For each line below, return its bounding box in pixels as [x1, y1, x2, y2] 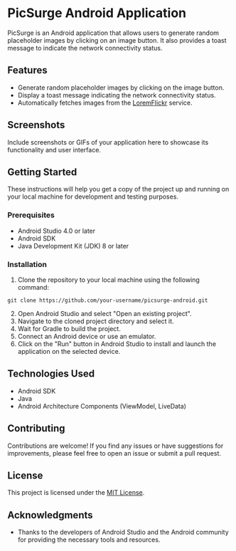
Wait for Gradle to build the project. [17, 324, 121, 332]
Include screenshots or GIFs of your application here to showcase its [7, 137, 209, 147]
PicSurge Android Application [7, 5, 187, 21]
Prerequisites [7, 210, 55, 220]
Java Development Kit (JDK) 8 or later [17, 241, 129, 250]
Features [7, 64, 48, 76]
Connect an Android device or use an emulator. [17, 332, 156, 340]
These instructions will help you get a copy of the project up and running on [7, 185, 230, 194]
